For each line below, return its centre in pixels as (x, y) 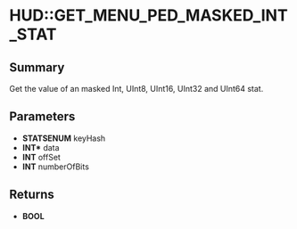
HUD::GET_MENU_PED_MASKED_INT (148, 16)
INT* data (41, 147)
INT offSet (41, 157)
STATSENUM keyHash (64, 138)
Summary (37, 67)
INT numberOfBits (55, 167)
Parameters (42, 117)
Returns (32, 195)
